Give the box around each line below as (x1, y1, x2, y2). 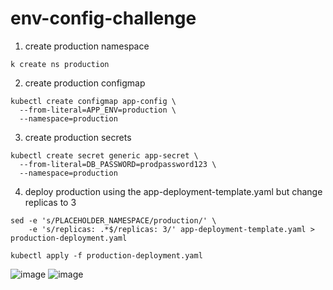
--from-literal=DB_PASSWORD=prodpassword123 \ (19, 159, 217, 169)
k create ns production (10, 59, 110, 69)
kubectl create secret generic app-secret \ (10, 150, 199, 161)
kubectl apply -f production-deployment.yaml (10, 250, 203, 261)
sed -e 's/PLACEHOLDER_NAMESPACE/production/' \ (10, 215, 217, 226)
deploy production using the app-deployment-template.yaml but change (24, 185, 323, 197)
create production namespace (24, 40, 150, 52)
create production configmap (24, 77, 146, 89)
